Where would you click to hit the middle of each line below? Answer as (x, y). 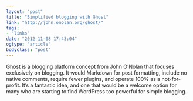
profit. (13, 85)
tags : (13, 28)
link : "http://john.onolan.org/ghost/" (55, 22)
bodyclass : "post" (28, 50)
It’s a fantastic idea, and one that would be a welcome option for (99, 85)
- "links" (18, 33)
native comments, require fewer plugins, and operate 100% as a (83, 79)
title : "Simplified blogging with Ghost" (57, 17)
